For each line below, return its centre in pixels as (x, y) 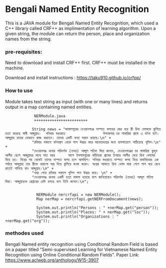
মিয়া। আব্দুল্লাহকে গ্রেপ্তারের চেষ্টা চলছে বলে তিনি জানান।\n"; (47, 181)
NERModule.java (50, 116)
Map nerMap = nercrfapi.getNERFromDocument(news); (90, 199)
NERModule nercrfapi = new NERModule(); (79, 195)
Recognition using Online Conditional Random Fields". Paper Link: (72, 255)
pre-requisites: (24, 52)
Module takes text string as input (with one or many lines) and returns (76, 101)
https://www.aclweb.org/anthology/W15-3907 (52, 260)
